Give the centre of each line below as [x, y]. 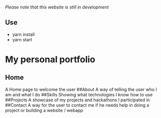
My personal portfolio [50, 59]
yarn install [23, 34]
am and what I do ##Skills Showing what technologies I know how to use [79, 94]
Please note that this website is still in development [57, 7]
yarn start [22, 39]
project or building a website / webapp [44, 110]
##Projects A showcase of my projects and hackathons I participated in [78, 100]
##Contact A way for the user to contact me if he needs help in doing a [77, 105]
